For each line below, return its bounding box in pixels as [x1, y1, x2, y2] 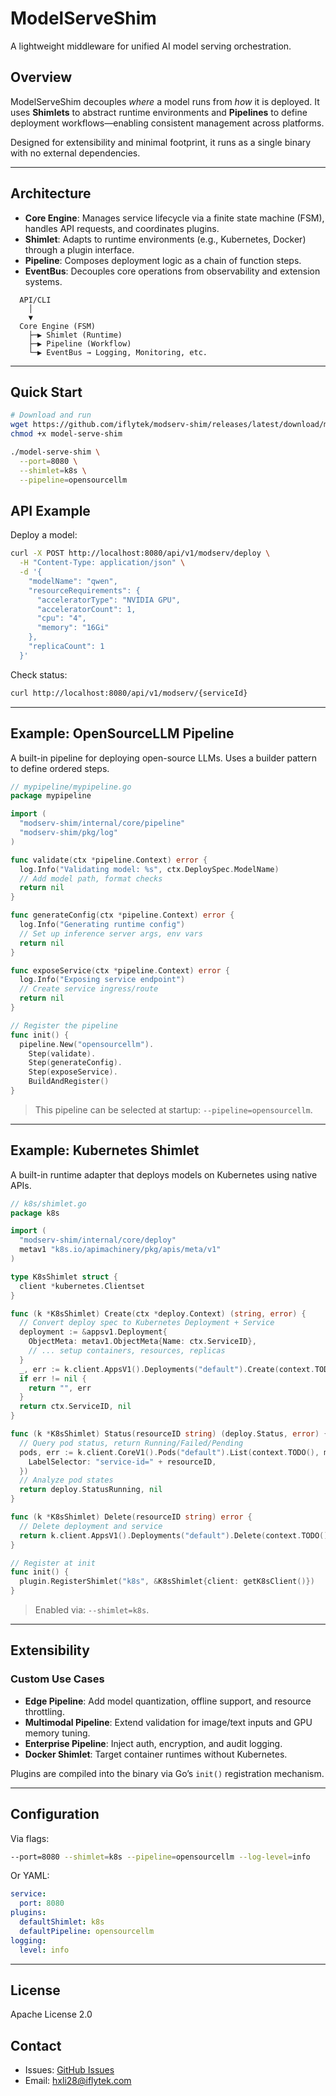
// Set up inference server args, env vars [19, 928, 203, 939]
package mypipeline [10, 791, 92, 801]
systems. [24, 275, 63, 287]
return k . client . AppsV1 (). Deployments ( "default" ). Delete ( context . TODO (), [19, 1530, 333, 1541]
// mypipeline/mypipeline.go [10, 782, 132, 792]
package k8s [10, 1208, 60, 1218]
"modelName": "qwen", [28, 576, 118, 586]
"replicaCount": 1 [28, 642, 105, 652]
